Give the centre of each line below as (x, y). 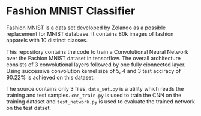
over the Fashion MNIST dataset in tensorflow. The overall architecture (94, 58)
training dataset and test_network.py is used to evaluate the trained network (100, 101)
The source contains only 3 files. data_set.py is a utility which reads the (95, 88)
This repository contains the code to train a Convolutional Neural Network (97, 51)
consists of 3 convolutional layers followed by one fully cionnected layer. (96, 65)
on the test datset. (29, 108)
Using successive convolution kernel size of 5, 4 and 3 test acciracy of (94, 71)
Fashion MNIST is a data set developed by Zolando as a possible (86, 28)
